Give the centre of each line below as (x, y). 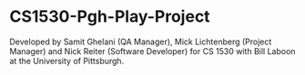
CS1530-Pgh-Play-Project (110, 17)
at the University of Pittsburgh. (67, 61)
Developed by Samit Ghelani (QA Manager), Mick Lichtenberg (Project (141, 42)
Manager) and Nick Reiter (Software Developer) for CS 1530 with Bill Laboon (152, 51)
